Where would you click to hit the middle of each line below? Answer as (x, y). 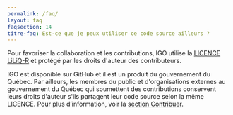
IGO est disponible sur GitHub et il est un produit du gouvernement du (109, 74)
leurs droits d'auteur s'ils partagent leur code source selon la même (106, 97)
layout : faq (25, 20)
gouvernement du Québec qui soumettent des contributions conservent (112, 89)
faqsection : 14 (30, 27)
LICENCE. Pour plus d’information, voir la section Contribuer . (95, 104)
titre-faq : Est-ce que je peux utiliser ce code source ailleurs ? (109, 33)
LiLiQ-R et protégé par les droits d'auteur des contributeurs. (95, 61)
